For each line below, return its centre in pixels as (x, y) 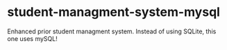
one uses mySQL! (32, 38)
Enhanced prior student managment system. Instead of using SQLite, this (112, 31)
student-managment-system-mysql (114, 12)
